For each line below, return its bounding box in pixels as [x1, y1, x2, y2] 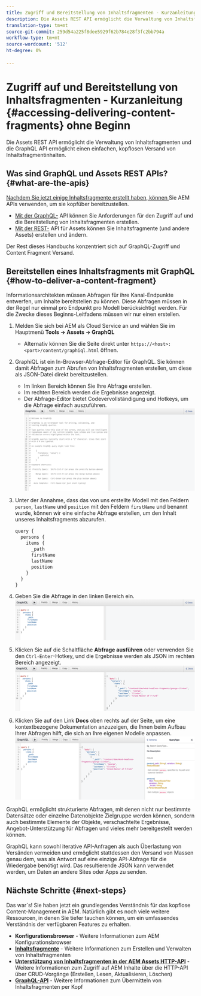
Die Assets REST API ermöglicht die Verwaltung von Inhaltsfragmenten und [6, 138, 191, 146]
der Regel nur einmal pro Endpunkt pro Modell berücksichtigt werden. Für [6, 304, 187, 312]
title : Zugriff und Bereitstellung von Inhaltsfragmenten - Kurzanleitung [6, 10, 197, 16]
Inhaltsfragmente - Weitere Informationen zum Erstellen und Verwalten [14, 944, 191, 952]
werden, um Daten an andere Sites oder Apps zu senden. [6, 868, 148, 875]
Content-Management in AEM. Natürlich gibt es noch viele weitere [6, 908, 170, 915]
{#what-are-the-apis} [6, 178, 90, 188]
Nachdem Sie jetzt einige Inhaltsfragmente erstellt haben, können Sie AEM [6, 194, 190, 201]
